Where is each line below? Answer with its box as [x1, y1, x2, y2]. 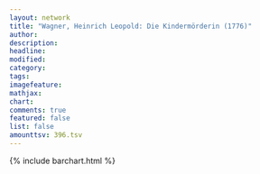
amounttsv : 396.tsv [9, 131, 83, 140]
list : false [9, 123, 54, 132]
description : [9, 38, 59, 48]
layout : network [9, 13, 70, 23]
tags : [9, 72, 30, 81]
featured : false [9, 114, 70, 123]
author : [9, 30, 39, 39]
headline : [9, 47, 47, 56]
